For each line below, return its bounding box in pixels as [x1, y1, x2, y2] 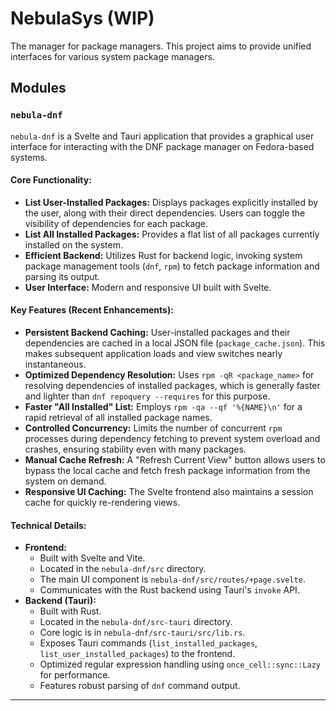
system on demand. [24, 475, 107, 487]
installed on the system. [24, 238, 123, 251]
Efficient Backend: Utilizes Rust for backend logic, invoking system [24, 249, 303, 261]
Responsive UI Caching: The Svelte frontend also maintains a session [24, 486, 314, 498]
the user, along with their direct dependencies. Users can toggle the [24, 207, 306, 219]
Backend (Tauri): [24, 595, 97, 607]
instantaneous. [24, 358, 87, 371]
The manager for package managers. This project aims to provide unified [10, 40, 312, 52]
